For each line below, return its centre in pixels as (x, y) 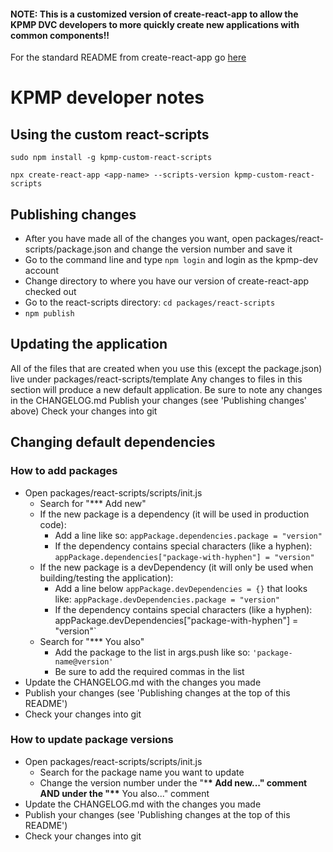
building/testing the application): (106, 577)
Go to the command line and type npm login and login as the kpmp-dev (171, 260)
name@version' (84, 661)
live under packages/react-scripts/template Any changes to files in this (156, 379)
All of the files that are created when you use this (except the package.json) (166, 368)
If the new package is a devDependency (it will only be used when (176, 567)
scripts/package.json (68, 249)
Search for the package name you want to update (142, 772)
